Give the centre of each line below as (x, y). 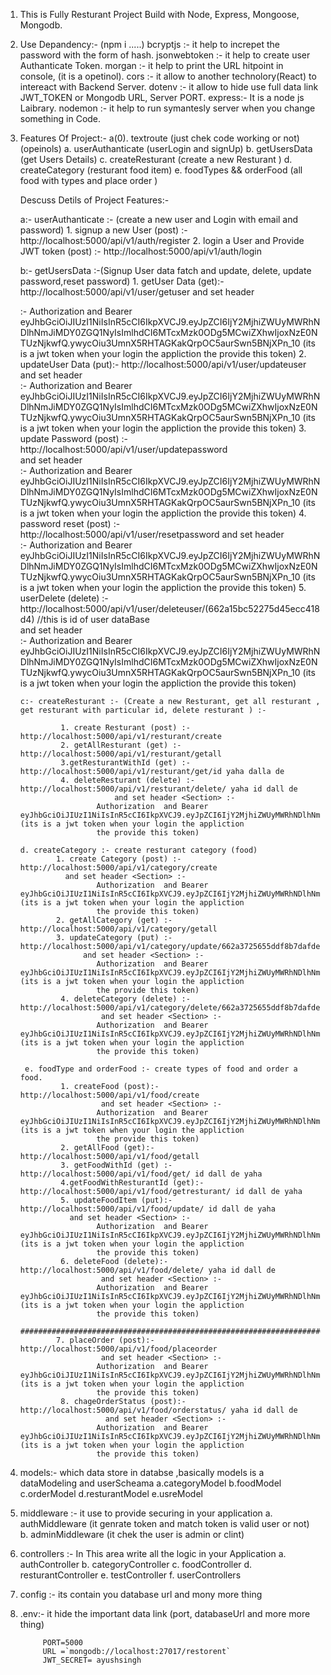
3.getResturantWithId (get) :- (125, 763)
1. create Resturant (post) (119, 728)
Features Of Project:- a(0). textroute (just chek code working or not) (159, 138)
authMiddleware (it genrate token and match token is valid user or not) (164, 1523)
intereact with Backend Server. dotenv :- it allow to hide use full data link (169, 87)
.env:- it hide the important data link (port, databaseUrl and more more (165, 1613)
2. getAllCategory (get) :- (114, 920)
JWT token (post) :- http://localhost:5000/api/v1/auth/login (141, 251)
